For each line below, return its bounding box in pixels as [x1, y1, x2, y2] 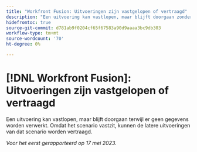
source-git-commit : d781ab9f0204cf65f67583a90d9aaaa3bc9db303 [6, 25, 161, 31]
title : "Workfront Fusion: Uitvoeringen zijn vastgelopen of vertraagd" [6, 8, 188, 15]
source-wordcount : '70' [6, 36, 64, 42]
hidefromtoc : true [6, 19, 51, 25]
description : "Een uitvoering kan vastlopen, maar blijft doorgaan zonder [6, 14, 193, 20]
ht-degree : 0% [6, 42, 41, 47]
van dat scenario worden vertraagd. [6, 128, 93, 135]
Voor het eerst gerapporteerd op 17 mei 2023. [6, 139, 117, 146]
